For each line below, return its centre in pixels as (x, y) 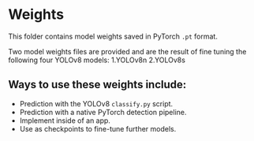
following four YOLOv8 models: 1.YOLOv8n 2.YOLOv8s (97, 60)
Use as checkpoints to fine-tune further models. (98, 128)
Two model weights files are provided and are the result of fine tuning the (127, 51)
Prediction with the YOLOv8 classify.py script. (96, 103)
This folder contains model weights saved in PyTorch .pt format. (113, 36)
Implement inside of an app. (65, 121)
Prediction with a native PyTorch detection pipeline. (103, 112)
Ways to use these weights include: (97, 85)
